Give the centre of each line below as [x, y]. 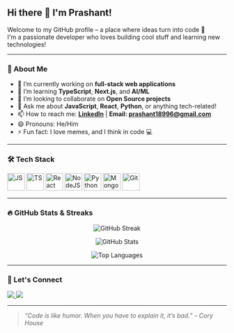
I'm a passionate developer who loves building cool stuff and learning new [114, 37]
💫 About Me [28, 69]
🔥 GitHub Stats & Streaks [50, 213]
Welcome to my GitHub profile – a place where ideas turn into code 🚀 [106, 29]
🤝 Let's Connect [35, 279]
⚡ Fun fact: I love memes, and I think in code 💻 [85, 132]
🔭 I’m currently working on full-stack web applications [96, 84]
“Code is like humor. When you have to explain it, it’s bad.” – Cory [119, 316]
